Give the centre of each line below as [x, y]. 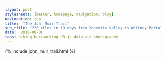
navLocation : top [23, 19]
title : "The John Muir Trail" [37, 23]
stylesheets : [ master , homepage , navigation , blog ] [59, 14]
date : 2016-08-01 [24, 32]
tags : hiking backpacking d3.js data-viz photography [62, 37]
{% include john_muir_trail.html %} [40, 51]
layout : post [19, 10]
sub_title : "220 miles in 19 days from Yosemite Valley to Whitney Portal [84, 28]
